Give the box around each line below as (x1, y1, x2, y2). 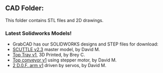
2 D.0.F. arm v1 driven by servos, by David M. (12, 62, 107, 68)
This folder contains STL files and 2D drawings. (5, 17, 104, 23)
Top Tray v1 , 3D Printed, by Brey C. (12, 52, 86, 58)
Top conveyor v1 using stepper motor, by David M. (12, 57, 117, 63)
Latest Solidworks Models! (5, 29, 72, 36)
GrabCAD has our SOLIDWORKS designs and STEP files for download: (12, 41, 158, 47)
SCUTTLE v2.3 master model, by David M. (12, 46, 100, 52)
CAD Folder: (5, 4, 44, 12)
